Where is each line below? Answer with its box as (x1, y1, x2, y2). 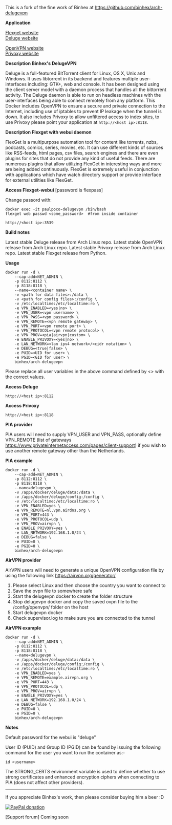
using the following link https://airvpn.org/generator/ (5, 573, 116, 578)
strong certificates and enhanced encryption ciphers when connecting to (5, 774, 160, 780)
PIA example (5, 458, 33, 464)
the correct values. (5, 374, 45, 380)
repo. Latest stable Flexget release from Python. (5, 250, 107, 256)
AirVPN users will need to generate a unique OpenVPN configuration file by (5, 567, 164, 573)
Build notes (5, 229, 30, 235)
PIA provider (5, 422, 33, 427)
